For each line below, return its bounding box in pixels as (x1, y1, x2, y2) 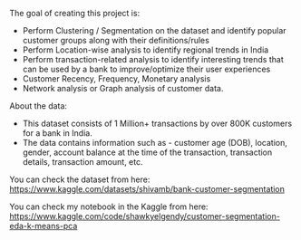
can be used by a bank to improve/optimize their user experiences (22, 63, 271, 74)
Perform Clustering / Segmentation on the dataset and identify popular (22, 25, 287, 35)
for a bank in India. (22, 128, 92, 139)
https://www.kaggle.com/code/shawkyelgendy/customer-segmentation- (9, 211, 281, 221)
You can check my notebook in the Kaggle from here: (9, 201, 209, 212)
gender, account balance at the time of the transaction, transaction (22, 147, 273, 158)
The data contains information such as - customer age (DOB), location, (22, 138, 288, 148)
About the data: (9, 101, 68, 111)
